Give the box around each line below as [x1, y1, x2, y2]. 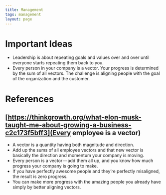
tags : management [5, 12, 41, 17]
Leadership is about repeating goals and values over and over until [12, 54, 150, 60]
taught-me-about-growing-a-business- [5, 121, 132, 129]
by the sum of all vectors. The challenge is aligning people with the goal [12, 70, 161, 76]
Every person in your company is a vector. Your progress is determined [12, 65, 159, 71]
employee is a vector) [72, 128, 141, 137]
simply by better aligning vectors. [12, 184, 81, 190]
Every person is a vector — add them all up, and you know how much [12, 158, 154, 164]
